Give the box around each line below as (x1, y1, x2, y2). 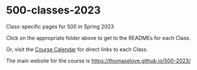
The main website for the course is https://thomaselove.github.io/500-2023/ (6, 57, 191, 64)
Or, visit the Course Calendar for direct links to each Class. (6, 45, 148, 53)
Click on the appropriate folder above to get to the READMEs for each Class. (6, 34, 191, 41)
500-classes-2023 (6, 4, 101, 17)
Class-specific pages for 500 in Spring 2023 (6, 23, 114, 30)
